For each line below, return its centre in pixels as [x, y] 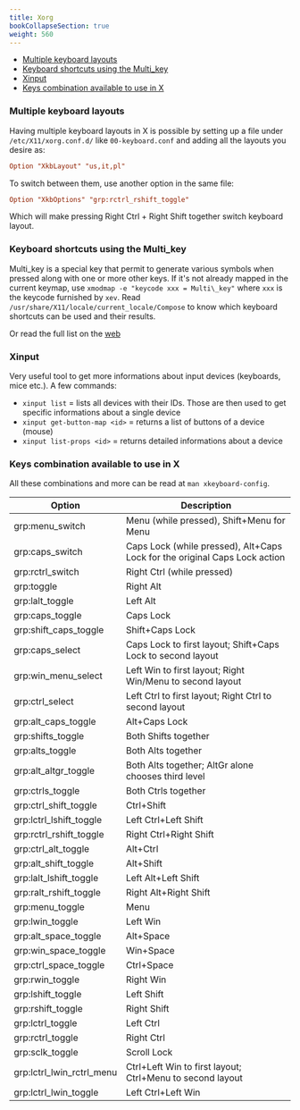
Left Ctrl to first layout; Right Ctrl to [199, 696]
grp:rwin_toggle [47, 980]
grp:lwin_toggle [46, 921]
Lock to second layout [172, 656]
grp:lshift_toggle [48, 995]
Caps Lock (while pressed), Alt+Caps [204, 546]
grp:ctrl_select [44, 702]
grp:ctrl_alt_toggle [52, 849]
